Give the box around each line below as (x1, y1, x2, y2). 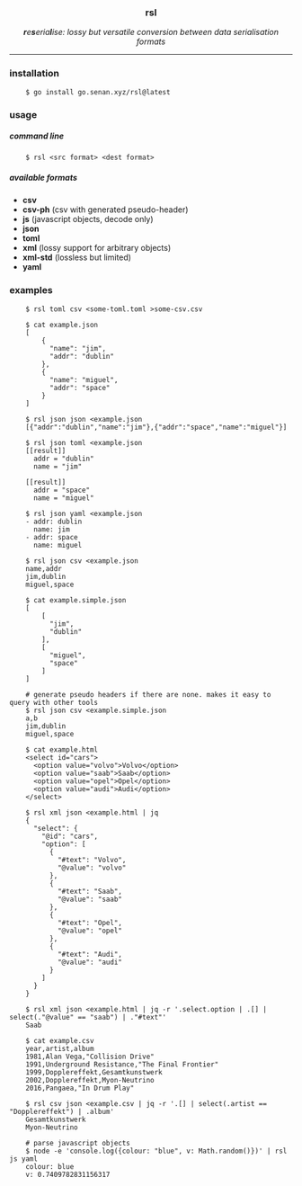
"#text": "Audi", (57, 950, 123, 959)
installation (9, 67, 60, 80)
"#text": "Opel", (57, 918, 123, 927)
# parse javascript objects (25, 1138, 130, 1147)
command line (9, 130, 65, 141)
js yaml (9, 1154, 39, 1164)
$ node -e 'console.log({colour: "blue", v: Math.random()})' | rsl (25, 1146, 288, 1155)
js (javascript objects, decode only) (22, 214, 155, 225)
